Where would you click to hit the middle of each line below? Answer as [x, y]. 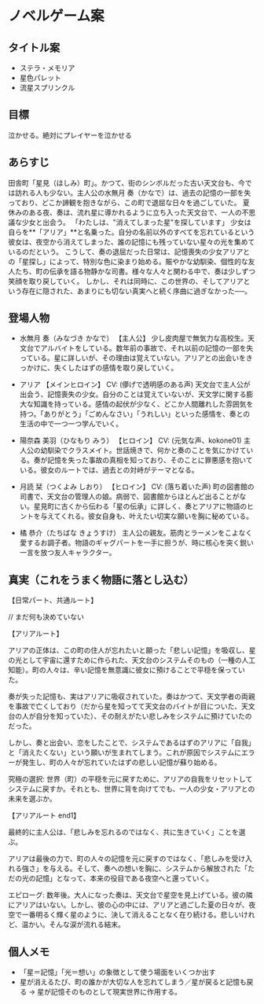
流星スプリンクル [47, 88]
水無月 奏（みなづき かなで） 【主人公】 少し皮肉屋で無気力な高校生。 [134, 338]
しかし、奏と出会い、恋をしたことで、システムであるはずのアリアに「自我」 [132, 743]
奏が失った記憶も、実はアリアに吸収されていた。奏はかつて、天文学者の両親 [132, 697]
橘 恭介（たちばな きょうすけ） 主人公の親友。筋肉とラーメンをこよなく [136, 533]
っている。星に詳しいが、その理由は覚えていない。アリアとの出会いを [132, 358]
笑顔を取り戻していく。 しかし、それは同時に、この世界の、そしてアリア [126, 281]
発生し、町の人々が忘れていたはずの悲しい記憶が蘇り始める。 [121, 763]
